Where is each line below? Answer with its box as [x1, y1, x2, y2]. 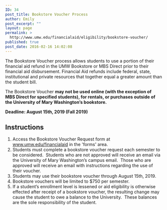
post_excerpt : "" [5, 21, 41, 26]
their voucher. [12, 168, 41, 174]
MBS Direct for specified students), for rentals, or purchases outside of [5, 94, 156, 100]
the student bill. [5, 79, 37, 85]
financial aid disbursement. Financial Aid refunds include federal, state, [5, 68, 151, 74]
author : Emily [5, 16, 35, 21]
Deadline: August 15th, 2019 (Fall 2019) [5, 109, 88, 115]
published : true [5, 40, 39, 45]
